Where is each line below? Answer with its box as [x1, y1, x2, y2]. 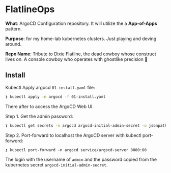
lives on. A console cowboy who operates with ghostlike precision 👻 [5, 56, 148, 62]
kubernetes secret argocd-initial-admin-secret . [5, 161, 108, 168]
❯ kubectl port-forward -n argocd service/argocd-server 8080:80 [5, 147, 147, 153]
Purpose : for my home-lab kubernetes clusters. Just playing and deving [5, 36, 157, 42]
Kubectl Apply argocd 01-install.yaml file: [5, 84, 95, 90]
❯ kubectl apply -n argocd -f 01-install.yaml [5, 94, 106, 99]
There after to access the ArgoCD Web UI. [5, 103, 94, 110]
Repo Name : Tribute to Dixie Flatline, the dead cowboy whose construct [5, 51, 156, 57]
